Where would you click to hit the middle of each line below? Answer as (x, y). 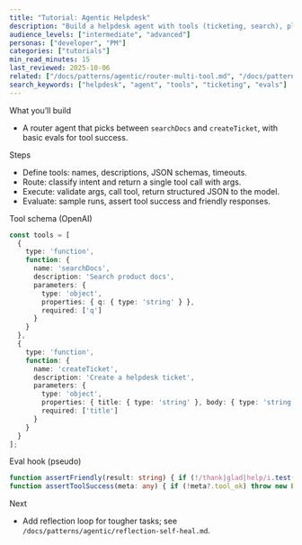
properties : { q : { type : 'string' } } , (118, 302)
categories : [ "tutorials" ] (60, 51)
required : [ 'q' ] (72, 310)
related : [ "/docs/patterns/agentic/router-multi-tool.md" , (122, 77)
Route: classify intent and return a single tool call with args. (132, 182)
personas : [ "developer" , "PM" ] (68, 43)
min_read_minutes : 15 (50, 59)
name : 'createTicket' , (75, 369)
